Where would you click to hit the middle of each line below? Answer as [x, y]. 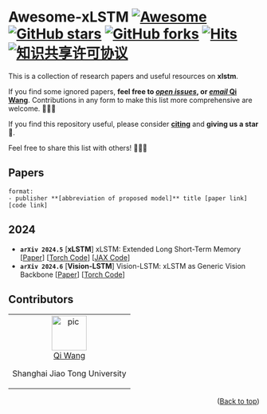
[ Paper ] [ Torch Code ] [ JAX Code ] [75, 257]
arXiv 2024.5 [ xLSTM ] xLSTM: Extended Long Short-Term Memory [130, 249]
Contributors [41, 299]
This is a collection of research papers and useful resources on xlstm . [124, 76]
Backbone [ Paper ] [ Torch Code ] [72, 274]
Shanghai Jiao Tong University [69, 373]
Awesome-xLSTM [69, 17]
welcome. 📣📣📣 [32, 108]
